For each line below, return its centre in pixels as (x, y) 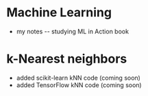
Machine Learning (59, 13)
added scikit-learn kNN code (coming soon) (78, 78)
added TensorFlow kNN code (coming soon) (79, 85)
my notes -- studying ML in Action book (73, 31)
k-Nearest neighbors (67, 59)
